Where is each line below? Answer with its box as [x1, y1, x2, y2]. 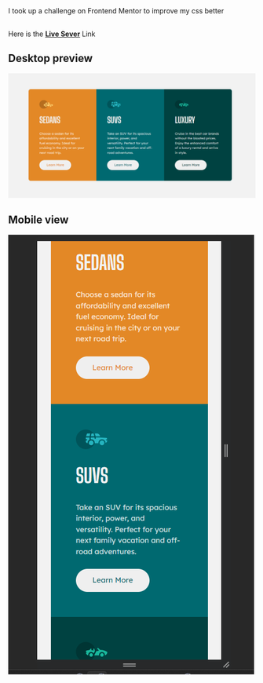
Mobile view [8, 214, 69, 227]
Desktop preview [8, 52, 93, 65]
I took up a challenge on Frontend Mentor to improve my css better [8, 6, 225, 16]
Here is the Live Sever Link [8, 29, 96, 38]
